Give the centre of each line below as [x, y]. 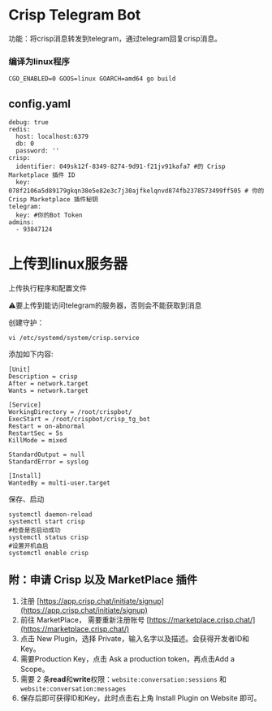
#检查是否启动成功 [35, 530]
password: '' [38, 151]
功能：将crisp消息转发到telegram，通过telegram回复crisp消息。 [115, 38]
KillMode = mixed [38, 440]
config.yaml [40, 103]
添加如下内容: [31, 354]
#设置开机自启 [28, 545]
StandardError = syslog [49, 461]
